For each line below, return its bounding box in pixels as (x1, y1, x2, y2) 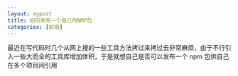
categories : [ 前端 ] (7, 23, 63, 30)
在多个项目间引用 (7, 61, 58, 70)
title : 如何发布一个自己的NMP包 (7, 17, 92, 24)
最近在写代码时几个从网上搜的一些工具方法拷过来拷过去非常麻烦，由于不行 (7, 44, 225, 52)
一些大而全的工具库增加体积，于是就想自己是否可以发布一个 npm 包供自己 (13, 52, 229, 61)
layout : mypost (7, 10, 53, 18)
